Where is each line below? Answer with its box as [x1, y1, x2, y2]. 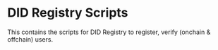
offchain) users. [7, 35, 54, 43]
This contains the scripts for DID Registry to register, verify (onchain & [7, 28, 211, 36]
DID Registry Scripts [7, 5, 128, 21]
